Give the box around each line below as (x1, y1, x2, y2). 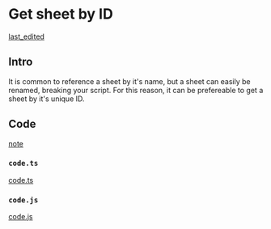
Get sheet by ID (8, 5, 113, 23)
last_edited (8, 32, 44, 41)
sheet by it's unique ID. (8, 94, 85, 104)
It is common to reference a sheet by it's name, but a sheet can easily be (8, 76, 251, 86)
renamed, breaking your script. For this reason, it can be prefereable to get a (8, 85, 264, 95)
